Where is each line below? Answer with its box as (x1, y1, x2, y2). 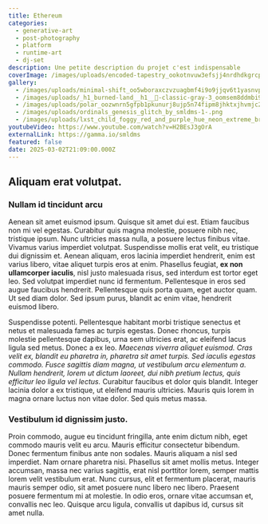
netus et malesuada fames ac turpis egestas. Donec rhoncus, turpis (8, 326, 231, 335)
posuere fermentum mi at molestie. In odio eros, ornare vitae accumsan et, (8, 491, 254, 501)
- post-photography (15, 34, 81, 42)
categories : (8, 19, 48, 27)
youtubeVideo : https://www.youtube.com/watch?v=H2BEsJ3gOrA (8, 123, 213, 131)
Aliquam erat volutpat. (8, 175, 122, 189)
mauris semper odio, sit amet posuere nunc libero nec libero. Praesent (8, 482, 239, 492)
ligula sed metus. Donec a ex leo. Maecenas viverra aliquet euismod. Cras (8, 343, 253, 352)
